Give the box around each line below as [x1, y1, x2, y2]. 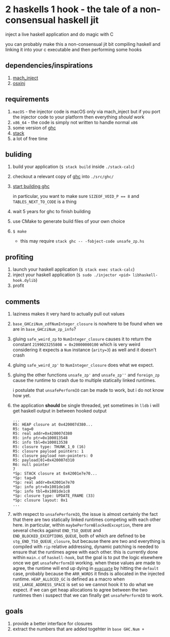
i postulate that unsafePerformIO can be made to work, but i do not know [12, 387, 164, 393]
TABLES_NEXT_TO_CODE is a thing [12, 198, 77, 205]
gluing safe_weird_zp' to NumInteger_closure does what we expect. [12, 362, 154, 368]
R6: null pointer [12, 462, 50, 467]
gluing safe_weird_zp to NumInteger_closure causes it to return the [12, 336, 152, 342]
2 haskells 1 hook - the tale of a [5, 4, 138, 15]
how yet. [12, 393, 31, 398]
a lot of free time [12, 135, 48, 141]
